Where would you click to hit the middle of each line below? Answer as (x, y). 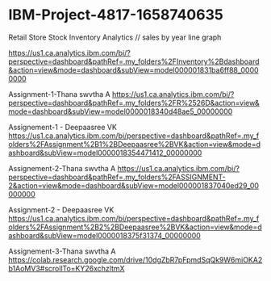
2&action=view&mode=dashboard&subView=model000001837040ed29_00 (134, 185)
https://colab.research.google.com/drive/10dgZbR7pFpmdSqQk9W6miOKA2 (135, 259)
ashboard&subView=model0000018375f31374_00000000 (105, 235)
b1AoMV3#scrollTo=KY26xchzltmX (67, 268)
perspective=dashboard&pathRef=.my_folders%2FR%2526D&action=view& (134, 103)
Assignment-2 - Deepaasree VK (61, 210)
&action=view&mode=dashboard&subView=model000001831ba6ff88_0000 (134, 69)
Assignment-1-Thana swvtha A (59, 94)
